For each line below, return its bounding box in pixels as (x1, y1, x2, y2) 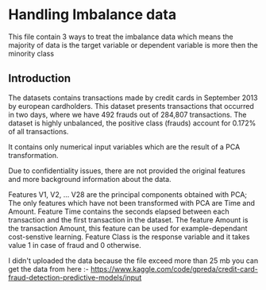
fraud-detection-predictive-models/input (8, 273, 142, 282)
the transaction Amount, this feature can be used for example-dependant (8, 223, 248, 233)
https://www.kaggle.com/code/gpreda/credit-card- (90, 264, 258, 273)
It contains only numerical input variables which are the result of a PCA (8, 141, 241, 152)
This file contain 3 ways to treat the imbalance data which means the (8, 32, 233, 41)
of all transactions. (8, 126, 69, 136)
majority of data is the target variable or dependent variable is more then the (8, 40, 258, 49)
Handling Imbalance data (8, 6, 177, 24)
